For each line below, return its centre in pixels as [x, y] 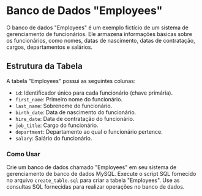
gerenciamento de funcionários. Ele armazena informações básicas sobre [99, 34]
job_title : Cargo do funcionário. [57, 125]
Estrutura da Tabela [44, 66]
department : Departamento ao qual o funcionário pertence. [89, 131]
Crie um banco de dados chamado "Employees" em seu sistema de [92, 167]
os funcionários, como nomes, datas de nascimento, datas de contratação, [101, 40]
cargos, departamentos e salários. [50, 47]
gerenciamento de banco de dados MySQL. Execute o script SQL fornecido [101, 174]
